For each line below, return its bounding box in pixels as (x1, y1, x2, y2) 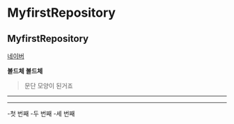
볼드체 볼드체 (7, 67, 43, 75)
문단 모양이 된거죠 (24, 82, 73, 90)
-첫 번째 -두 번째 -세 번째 (7, 109, 75, 118)
